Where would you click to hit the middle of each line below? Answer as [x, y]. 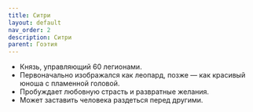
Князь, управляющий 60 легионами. [81, 67]
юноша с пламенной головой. [70, 84]
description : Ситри [40, 37]
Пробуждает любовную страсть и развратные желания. [114, 92]
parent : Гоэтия [33, 45]
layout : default [35, 23]
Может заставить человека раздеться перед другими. [111, 100]
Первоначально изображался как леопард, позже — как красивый [132, 75]
